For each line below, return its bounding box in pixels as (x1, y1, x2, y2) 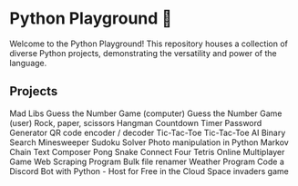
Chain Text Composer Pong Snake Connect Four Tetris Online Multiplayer (9, 146, 285, 157)
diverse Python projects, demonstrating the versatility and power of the (9, 47, 277, 58)
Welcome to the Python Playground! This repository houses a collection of (9, 38, 289, 49)
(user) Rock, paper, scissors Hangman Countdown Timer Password (9, 117, 262, 128)
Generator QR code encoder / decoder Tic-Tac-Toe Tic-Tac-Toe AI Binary (9, 127, 286, 138)
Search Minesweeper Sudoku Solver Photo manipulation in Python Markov (9, 136, 289, 148)
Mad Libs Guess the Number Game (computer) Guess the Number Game (9, 108, 283, 119)
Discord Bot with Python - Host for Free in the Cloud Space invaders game (9, 165, 289, 176)
